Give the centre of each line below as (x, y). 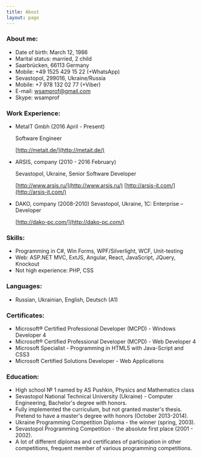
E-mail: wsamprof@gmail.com (53, 91)
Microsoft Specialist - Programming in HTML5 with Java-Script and (99, 348)
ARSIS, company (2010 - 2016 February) (66, 162)
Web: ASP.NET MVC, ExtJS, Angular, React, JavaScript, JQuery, (95, 258)
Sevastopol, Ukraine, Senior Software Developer (76, 174)
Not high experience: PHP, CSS (54, 270)
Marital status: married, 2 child (54, 58)
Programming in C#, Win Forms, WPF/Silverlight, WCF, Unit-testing (99, 251)
